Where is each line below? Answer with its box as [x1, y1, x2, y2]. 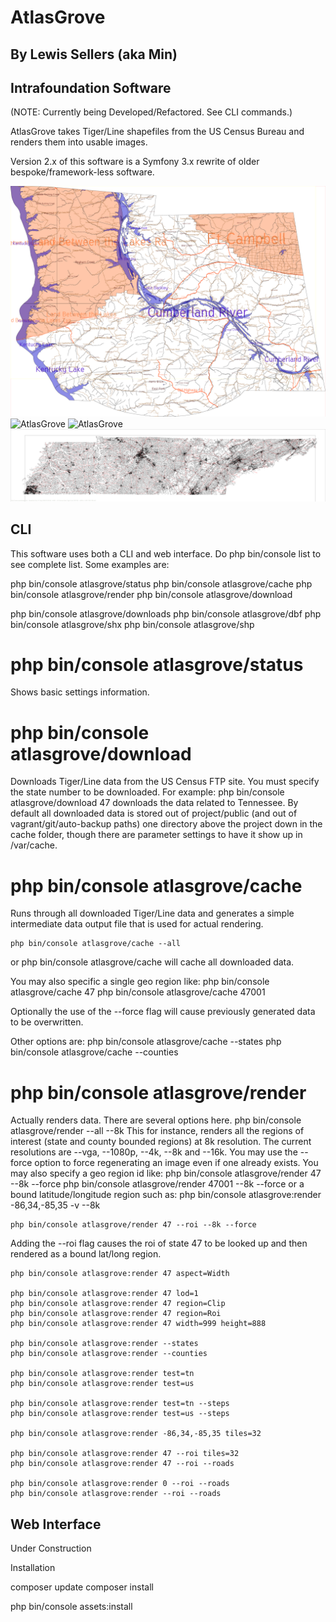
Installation [10, 1562, 56, 1574]
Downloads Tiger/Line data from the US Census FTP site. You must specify [10, 776, 320, 788]
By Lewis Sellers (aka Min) [10, 46, 178, 63]
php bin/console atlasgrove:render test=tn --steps [10, 1399, 230, 1409]
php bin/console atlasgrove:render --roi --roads [10, 1489, 222, 1499]
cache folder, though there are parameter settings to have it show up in [10, 829, 303, 841]
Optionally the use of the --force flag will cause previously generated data [10, 1006, 316, 1018]
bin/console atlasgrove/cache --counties [10, 1046, 179, 1058]
